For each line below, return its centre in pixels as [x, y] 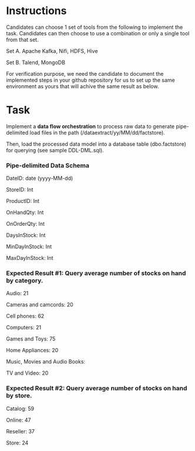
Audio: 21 [17, 293]
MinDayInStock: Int [29, 247]
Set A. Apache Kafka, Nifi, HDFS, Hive [52, 51]
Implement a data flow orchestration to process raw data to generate [90, 126]
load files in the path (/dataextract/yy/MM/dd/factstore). [97, 132]
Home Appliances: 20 [32, 350]
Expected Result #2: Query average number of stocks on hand [97, 388]
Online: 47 [19, 420]
